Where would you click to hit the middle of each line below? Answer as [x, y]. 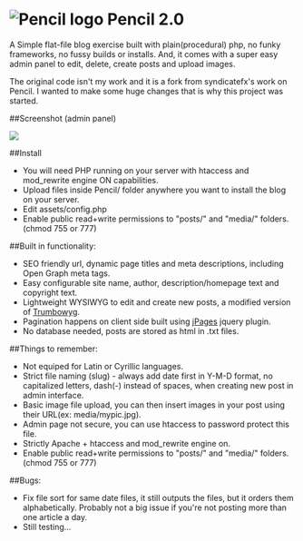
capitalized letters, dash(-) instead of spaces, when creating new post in [158, 385]
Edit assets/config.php [64, 209]
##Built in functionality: [53, 246]
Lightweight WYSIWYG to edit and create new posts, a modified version [156, 302]
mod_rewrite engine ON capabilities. [90, 180]
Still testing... [47, 526]
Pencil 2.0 [146, 20]
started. [24, 101]
